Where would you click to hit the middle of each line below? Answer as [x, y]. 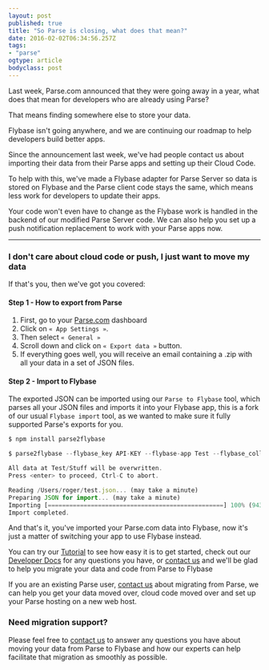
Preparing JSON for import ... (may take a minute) [94, 497]
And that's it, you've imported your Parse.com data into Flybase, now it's [128, 528]
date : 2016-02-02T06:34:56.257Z [62, 38]
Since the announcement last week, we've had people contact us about [126, 154]
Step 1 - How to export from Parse [65, 303]
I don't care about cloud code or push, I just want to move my [129, 256]
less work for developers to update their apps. [84, 195]
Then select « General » [60, 337]
